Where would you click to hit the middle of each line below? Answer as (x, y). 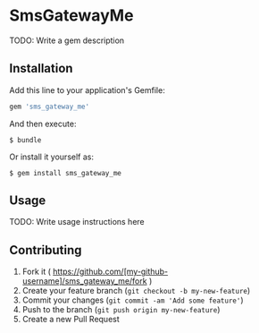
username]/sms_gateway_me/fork (84, 281)
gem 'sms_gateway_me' (50, 107)
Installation (41, 68)
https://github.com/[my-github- (110, 272)
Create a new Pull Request (71, 320)
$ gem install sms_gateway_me (66, 173)
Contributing (46, 250)
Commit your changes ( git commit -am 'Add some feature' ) (133, 300)
